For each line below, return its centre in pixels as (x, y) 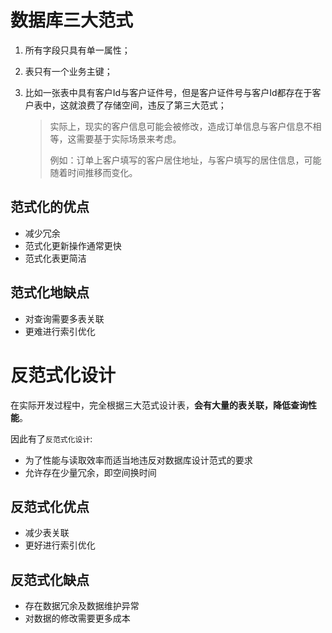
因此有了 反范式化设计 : (51, 438)
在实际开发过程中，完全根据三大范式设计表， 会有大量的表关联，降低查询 (159, 405)
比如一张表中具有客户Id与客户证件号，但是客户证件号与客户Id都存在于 (168, 92)
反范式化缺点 (50, 579)
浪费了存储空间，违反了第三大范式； (152, 105)
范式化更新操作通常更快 (73, 245)
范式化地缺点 (50, 292)
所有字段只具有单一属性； (77, 50)
